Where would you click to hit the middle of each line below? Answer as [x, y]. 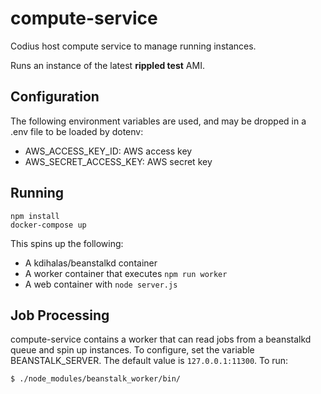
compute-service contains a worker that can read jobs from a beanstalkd [161, 339]
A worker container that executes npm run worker [126, 273]
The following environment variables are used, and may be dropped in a [158, 121]
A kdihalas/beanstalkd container [91, 263]
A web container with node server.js [101, 284]
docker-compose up [48, 225]
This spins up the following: [67, 243]
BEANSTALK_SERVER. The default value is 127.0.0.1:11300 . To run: [149, 361]
